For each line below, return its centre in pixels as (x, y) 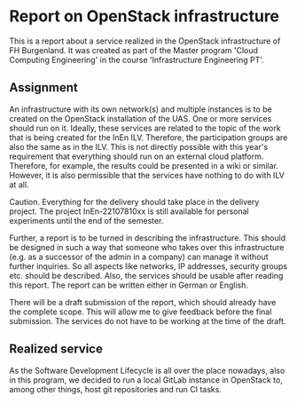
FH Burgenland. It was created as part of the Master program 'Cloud (134, 50)
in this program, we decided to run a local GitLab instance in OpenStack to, (146, 380)
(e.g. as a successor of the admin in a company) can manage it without (139, 257)
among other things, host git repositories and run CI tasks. (115, 389)
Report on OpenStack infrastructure (145, 16)
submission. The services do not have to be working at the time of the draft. (148, 320)
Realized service (56, 349)
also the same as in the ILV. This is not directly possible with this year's (139, 146)
